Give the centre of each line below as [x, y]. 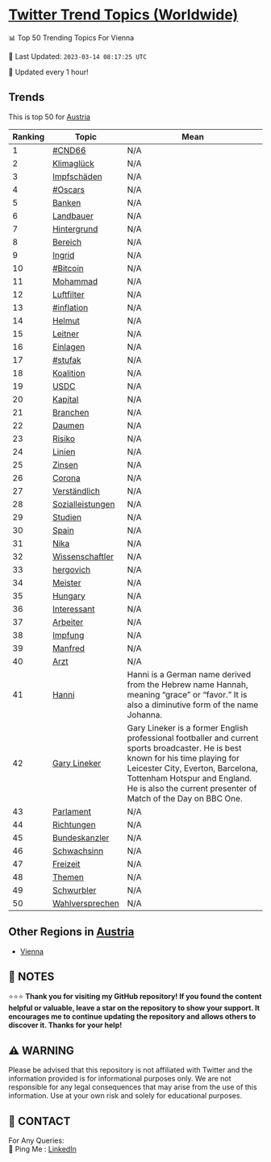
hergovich [71, 569]
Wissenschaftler [83, 556]
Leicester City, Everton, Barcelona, [192, 768]
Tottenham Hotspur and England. [190, 778]
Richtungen [74, 824]
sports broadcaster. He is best [184, 748]
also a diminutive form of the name [193, 705]
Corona [66, 477]
